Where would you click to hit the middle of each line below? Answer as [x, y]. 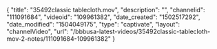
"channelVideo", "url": [38, 31]
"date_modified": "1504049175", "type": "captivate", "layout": [93, 24]
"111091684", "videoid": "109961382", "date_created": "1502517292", [103, 17]
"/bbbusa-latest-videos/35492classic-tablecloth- [141, 31]
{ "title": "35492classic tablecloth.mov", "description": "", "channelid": [106, 10]
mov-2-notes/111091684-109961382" [59, 39]
